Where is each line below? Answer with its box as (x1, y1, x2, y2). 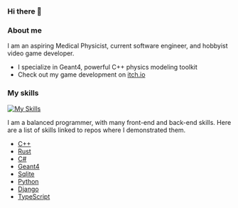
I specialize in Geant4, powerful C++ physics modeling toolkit (17, 63, 198, 72)
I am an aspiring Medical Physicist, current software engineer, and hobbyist (7, 42, 228, 50)
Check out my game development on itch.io (17, 70, 146, 79)
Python (17, 177, 39, 185)
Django (17, 185, 39, 193)
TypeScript (17, 192, 50, 201)
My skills (7, 88, 39, 98)
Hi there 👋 (7, 6, 43, 16)
